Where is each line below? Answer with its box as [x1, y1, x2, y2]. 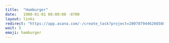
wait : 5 [5, 26, 22, 31]
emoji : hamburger [5, 30, 42, 35]
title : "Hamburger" [5, 7, 49, 12]
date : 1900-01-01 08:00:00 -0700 [5, 12, 80, 17]
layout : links [5, 16, 35, 21]
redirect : [5, 21, 26, 26]
